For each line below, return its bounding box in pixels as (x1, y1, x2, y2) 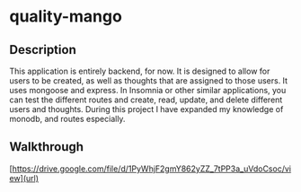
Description (9, 42, 76, 57)
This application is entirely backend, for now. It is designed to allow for (9, 65, 270, 76)
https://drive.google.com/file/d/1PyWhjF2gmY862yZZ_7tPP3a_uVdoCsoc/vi (12, 163, 292, 174)
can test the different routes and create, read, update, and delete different (9, 94, 283, 105)
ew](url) (9, 172, 39, 183)
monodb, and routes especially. (9, 114, 126, 124)
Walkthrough (9, 139, 84, 154)
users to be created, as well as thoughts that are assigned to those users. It (9, 75, 288, 86)
